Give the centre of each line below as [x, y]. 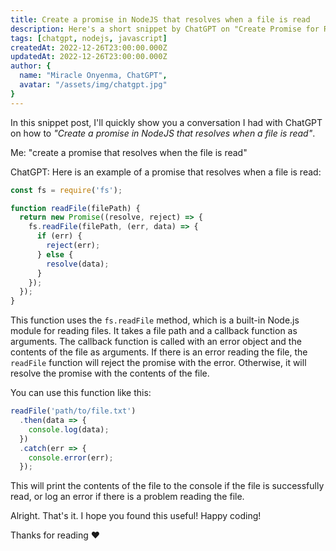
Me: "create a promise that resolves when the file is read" [129, 152]
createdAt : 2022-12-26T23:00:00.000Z [89, 47]
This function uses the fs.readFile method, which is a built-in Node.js [155, 320]
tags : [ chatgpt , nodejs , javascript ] [89, 38]
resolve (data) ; [78, 264]
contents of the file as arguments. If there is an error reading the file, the [159, 352]
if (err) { [59, 236]
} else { [55, 254]
